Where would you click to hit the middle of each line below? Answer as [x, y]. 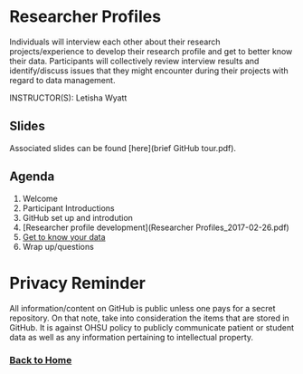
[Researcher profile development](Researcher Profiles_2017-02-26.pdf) [156, 227]
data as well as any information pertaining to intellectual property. [132, 337]
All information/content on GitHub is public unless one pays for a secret [142, 308]
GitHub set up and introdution [78, 217]
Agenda [32, 177]
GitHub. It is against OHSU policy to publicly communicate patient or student [152, 327]
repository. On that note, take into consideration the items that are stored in [149, 318]
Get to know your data [64, 236]
